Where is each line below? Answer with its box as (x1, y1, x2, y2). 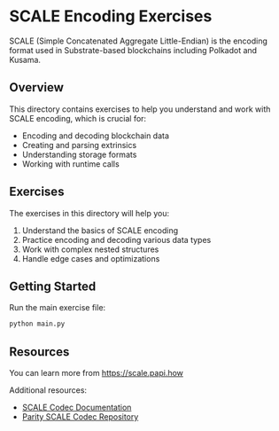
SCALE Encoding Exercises (9, 6, 213, 27)
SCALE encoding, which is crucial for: (9, 113, 147, 123)
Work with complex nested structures (21, 244, 159, 255)
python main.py (9, 319, 66, 329)
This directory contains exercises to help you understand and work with (9, 104, 271, 114)
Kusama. (9, 54, 42, 65)
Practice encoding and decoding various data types (21, 234, 212, 245)
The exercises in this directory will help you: (9, 208, 170, 218)
